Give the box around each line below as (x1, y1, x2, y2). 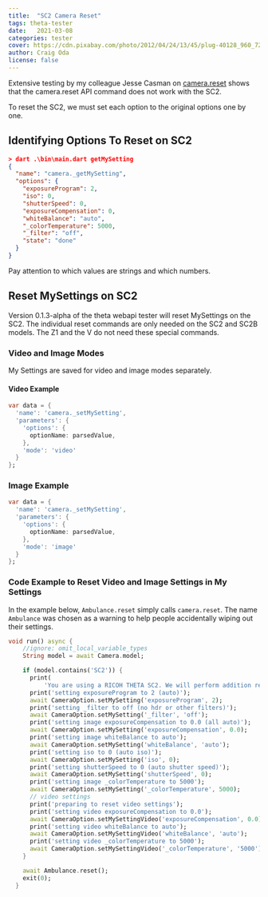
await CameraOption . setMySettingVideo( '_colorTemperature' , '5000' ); (29, 845, 266, 853)
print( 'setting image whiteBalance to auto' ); (29, 733, 187, 742)
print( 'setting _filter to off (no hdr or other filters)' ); (29, 704, 238, 712)
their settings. (8, 621, 54, 632)
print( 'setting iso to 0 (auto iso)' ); (29, 748, 162, 756)
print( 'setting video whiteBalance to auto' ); (29, 823, 187, 831)
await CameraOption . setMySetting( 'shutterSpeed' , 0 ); (29, 771, 213, 779)
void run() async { (8, 637, 73, 645)
